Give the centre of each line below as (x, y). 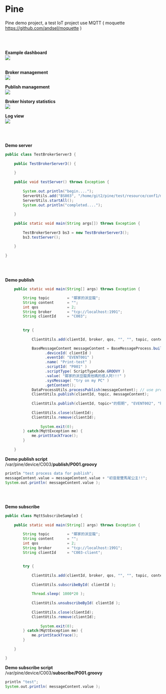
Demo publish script (26, 459)
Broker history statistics (30, 101)
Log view (15, 116)
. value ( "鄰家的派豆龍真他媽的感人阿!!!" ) (85, 376)
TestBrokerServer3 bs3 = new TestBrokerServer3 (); (76, 233)
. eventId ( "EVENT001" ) (69, 357)
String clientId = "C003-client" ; (63, 552)
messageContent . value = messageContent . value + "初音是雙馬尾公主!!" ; (76, 478)
